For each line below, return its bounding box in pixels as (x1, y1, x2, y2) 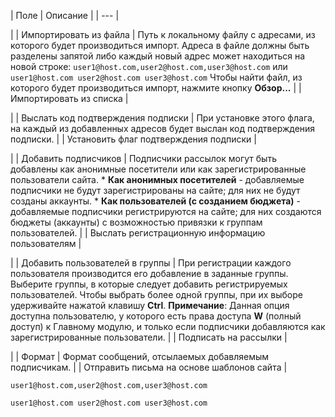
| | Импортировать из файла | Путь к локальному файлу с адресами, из (10, 29, 316, 40)
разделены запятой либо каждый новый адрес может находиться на (10, 50, 306, 62)
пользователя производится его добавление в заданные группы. (10, 268, 289, 279)
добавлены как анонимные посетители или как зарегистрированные (10, 163, 307, 175)
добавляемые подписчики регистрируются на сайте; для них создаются (10, 206, 322, 217)
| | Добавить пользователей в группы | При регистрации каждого (10, 257, 292, 269)
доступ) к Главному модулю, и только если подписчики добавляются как (10, 321, 326, 332)
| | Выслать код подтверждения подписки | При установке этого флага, (10, 112, 315, 124)
